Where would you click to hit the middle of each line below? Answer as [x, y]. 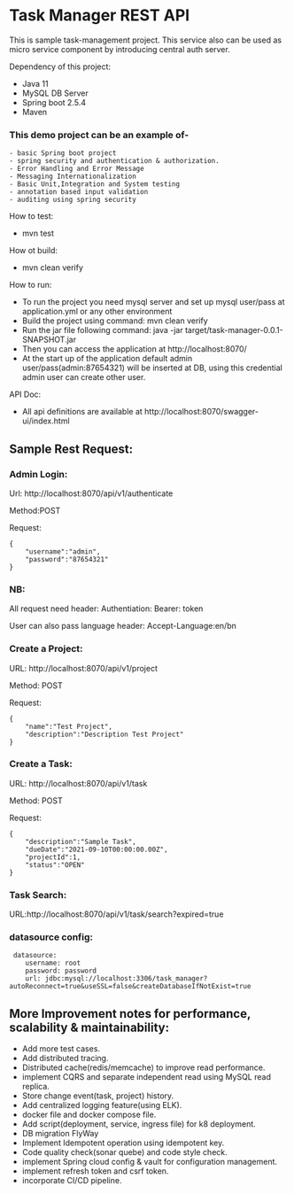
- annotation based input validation [79, 192]
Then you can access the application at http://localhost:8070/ [135, 349]
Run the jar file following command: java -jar [102, 330]
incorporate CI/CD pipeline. [72, 1181]
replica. [36, 1087]
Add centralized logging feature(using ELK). [102, 1105]
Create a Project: [46, 649]
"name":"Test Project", [69, 726]
